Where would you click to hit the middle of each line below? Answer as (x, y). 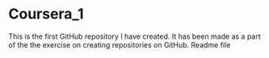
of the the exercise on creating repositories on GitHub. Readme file (120, 44)
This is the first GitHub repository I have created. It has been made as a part (134, 36)
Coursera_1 (46, 14)
